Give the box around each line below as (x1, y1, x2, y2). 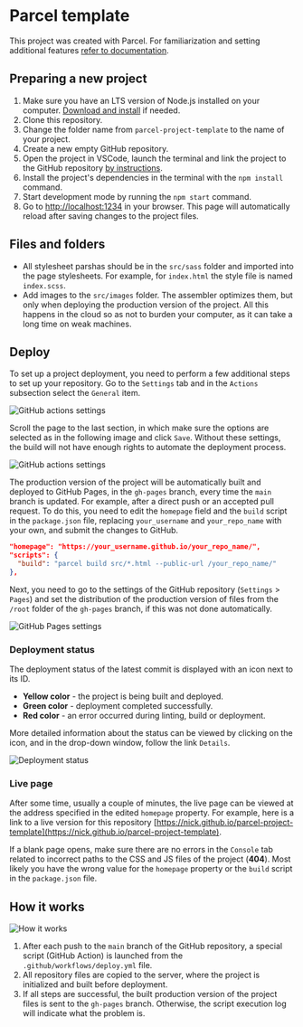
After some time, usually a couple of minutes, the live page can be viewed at (9, 797, 294, 809)
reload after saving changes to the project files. (22, 210, 199, 221)
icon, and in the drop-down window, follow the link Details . (9, 738, 231, 749)
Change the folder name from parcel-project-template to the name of (22, 124, 285, 135)
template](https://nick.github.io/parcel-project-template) (9, 826, 220, 837)
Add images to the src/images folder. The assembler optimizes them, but (22, 289, 294, 300)
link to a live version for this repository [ (9, 817, 157, 828)
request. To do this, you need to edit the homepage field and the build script (9, 505, 288, 516)
